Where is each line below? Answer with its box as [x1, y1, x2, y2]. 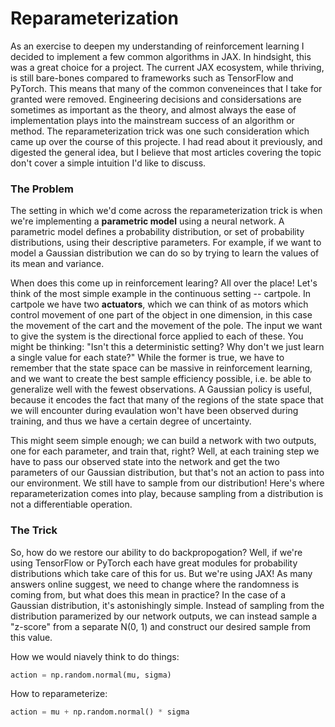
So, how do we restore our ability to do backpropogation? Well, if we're [10, 546, 303, 558]
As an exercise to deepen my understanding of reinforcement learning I [10, 40, 305, 52]
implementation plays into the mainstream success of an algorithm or [10, 114, 295, 126]
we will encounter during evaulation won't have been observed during [10, 405, 299, 417]
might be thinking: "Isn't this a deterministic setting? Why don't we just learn [10, 341, 325, 353]
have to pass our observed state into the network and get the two [10, 456, 280, 468]
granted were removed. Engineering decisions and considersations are [10, 93, 302, 105]
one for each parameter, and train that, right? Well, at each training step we [10, 445, 320, 457]
